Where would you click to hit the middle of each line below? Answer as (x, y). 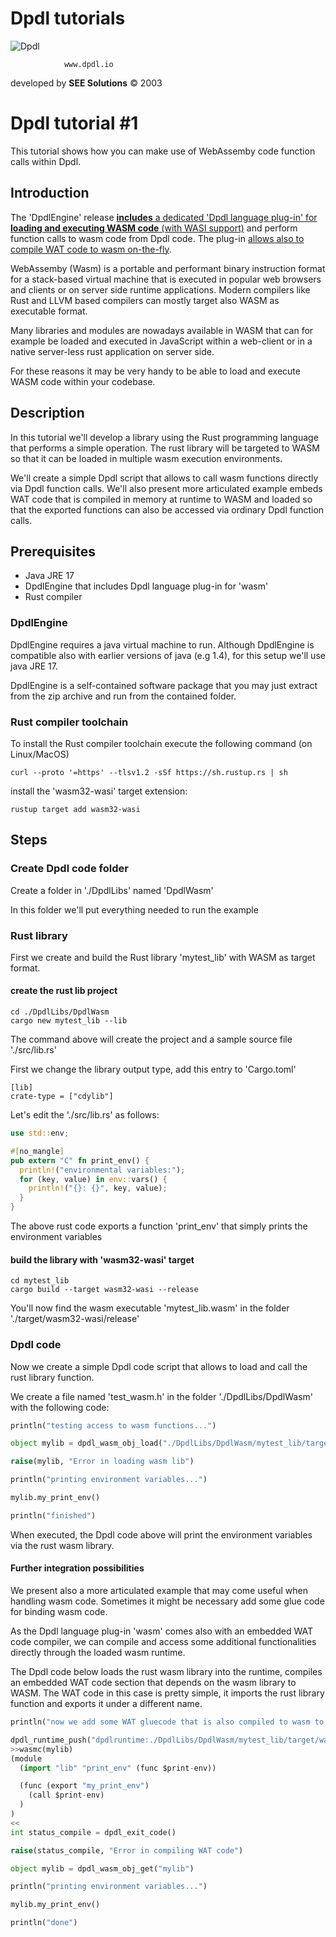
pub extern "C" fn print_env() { (80, 1160)
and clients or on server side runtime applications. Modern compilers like (160, 289)
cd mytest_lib (40, 1281)
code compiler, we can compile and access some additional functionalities (163, 1642)
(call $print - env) (66, 1795)
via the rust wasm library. (62, 1545)
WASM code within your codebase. (83, 381)
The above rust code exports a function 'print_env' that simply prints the (159, 1226)
